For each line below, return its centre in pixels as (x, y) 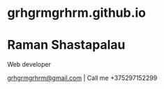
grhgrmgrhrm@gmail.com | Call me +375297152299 (82, 78)
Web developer (29, 64)
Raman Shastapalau (66, 45)
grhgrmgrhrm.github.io (77, 13)
